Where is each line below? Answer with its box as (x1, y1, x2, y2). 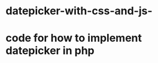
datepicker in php (5, 44, 95, 58)
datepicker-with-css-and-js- (5, 4, 153, 18)
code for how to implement (5, 31, 142, 45)
